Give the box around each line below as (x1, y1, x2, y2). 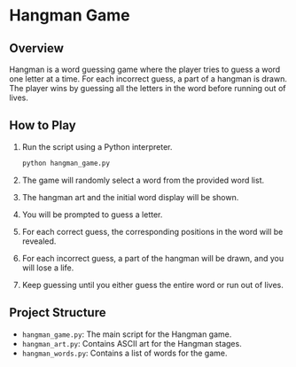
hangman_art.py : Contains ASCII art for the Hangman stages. (21, 338, 242, 348)
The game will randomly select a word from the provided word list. (21, 175, 264, 185)
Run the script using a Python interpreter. (21, 141, 173, 152)
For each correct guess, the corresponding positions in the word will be (21, 226, 284, 237)
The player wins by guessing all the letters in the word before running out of (9, 83, 286, 93)
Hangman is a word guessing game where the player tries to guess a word (9, 64, 281, 74)
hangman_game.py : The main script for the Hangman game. (21, 329, 232, 340)
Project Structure (9, 305, 106, 320)
